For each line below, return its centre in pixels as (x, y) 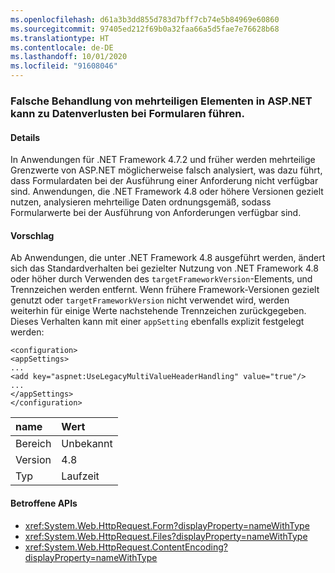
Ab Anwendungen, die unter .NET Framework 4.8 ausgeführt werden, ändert (168, 258)
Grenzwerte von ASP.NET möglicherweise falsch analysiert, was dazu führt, (166, 170)
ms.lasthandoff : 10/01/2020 (69, 57)
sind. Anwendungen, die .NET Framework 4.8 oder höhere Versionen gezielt (167, 192)
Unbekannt (87, 444)
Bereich (33, 444)
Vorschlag (32, 235)
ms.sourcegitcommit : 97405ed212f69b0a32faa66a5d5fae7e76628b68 (145, 29)
